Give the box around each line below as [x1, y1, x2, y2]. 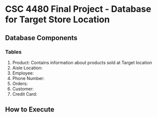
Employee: [12, 70, 34, 76]
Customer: [12, 85, 34, 92]
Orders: [12, 80, 28, 86]
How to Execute [5, 105, 54, 114]
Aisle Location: [12, 65, 43, 71]
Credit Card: [12, 91, 38, 97]
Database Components [5, 34, 78, 42]
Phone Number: [12, 75, 44, 81]
